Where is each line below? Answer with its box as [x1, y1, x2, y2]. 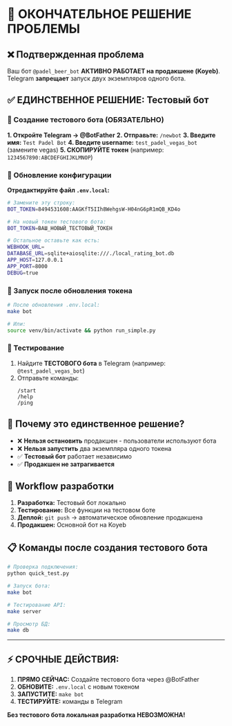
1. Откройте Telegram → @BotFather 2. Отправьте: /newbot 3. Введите [7, 131, 216, 139]
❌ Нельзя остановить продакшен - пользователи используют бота [17, 436, 217, 445]
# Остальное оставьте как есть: [7, 237, 100, 245]
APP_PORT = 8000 [7, 263, 48, 269]
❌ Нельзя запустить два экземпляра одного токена [17, 444, 172, 452]
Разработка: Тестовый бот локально [17, 499, 126, 507]
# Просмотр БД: [7, 620, 51, 628]
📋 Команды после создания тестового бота [7, 542, 209, 554]
